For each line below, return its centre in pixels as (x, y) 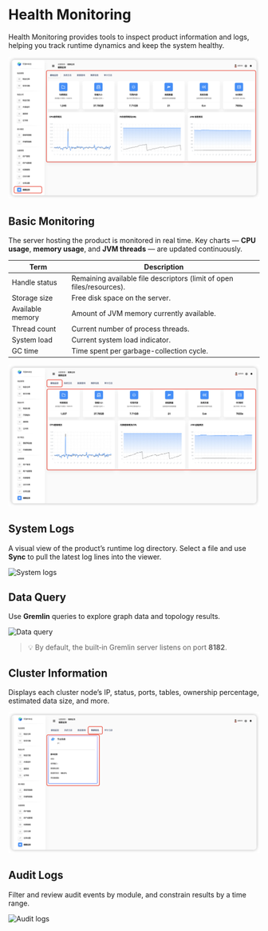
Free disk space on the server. (121, 298)
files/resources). (99, 286)
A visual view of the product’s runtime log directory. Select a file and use (127, 548)
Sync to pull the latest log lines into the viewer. (85, 557)
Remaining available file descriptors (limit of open (152, 278)
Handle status (34, 282)
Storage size (32, 298)
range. (19, 903)
